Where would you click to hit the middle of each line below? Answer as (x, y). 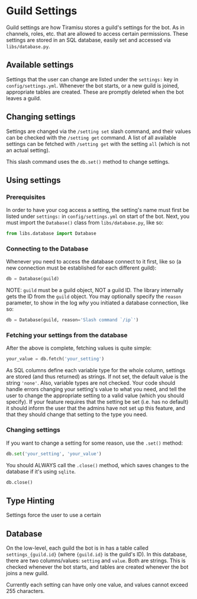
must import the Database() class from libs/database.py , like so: (85, 223)
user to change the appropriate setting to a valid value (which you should (95, 395)
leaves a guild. (24, 98)
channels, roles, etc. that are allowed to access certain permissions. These (97, 33)
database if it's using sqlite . (41, 471)
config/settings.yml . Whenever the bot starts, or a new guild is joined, (93, 85)
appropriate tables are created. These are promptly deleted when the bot (95, 92)
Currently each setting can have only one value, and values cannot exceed (97, 585)
